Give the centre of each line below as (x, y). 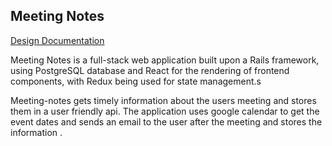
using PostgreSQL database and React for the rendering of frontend (150, 70)
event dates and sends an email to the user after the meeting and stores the (166, 121)
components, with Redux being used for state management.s (136, 81)
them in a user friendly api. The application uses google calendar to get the (165, 111)
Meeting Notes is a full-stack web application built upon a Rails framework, (165, 60)
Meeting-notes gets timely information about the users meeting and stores (163, 100)
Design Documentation (57, 40)
